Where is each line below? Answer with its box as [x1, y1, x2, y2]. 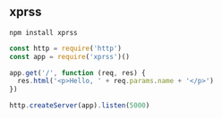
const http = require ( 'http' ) [9, 44, 123, 53]
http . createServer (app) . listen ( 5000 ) [9, 101, 150, 110]
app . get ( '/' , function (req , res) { [9, 68, 146, 77]
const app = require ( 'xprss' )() [9, 52, 130, 61]
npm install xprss [9, 28, 78, 37]
